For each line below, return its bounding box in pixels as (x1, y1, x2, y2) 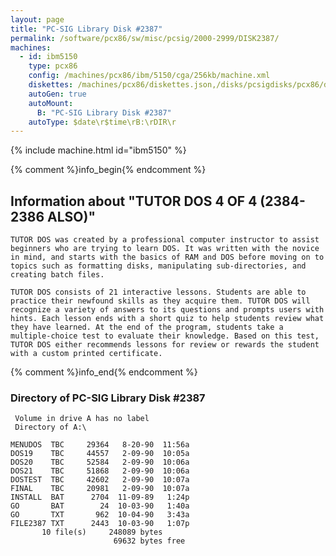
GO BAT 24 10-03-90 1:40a (10, 501, 190, 511)
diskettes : (28, 80, 74, 90)
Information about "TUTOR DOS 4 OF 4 (10, 192, 258, 210)
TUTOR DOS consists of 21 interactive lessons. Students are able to (10, 287, 307, 298)
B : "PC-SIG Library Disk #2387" (36, 107, 172, 118)
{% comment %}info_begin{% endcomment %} (10, 164, 207, 176)
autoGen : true (28, 89, 87, 99)
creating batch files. (10, 270, 105, 280)
